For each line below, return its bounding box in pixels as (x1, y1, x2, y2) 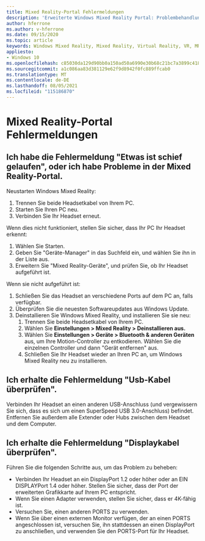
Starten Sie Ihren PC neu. (15, 205, 79, 213)
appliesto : (6, 49, 34, 55)
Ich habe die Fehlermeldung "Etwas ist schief (6, 152, 182, 163)
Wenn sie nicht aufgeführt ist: (6, 280, 81, 287)
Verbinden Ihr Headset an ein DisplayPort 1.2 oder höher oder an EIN (15, 475, 188, 483)
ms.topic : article (6, 37, 53, 43)
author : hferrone (6, 20, 51, 26)
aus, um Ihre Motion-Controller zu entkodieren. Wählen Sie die (24, 337, 181, 345)
